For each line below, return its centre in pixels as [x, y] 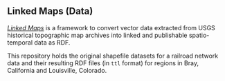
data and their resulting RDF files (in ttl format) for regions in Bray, [103, 63]
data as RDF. [52, 42]
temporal [20, 42]
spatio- [199, 35]
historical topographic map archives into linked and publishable [98, 35]
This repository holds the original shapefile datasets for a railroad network [113, 56]
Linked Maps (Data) [50, 11]
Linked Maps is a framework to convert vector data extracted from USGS [111, 27]
